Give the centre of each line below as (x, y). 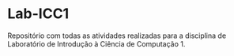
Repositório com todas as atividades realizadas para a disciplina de (117, 35)
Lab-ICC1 (38, 14)
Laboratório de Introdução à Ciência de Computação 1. (96, 43)
